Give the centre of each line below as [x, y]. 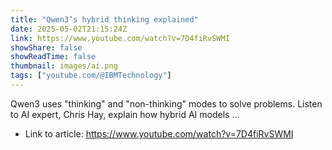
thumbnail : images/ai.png [64, 66]
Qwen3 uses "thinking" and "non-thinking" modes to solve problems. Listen [166, 103]
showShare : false [46, 47]
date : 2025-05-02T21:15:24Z [69, 29]
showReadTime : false [53, 57]
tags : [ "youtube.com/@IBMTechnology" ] [91, 76]
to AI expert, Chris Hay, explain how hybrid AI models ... [125, 114]
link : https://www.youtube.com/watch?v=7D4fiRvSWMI [120, 38]
